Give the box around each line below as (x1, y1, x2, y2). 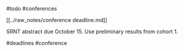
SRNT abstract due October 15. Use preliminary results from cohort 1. (6, 28, 178, 35)
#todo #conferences (6, 5, 57, 12)
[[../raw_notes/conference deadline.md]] (6, 17, 107, 23)
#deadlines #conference (6, 40, 68, 46)
